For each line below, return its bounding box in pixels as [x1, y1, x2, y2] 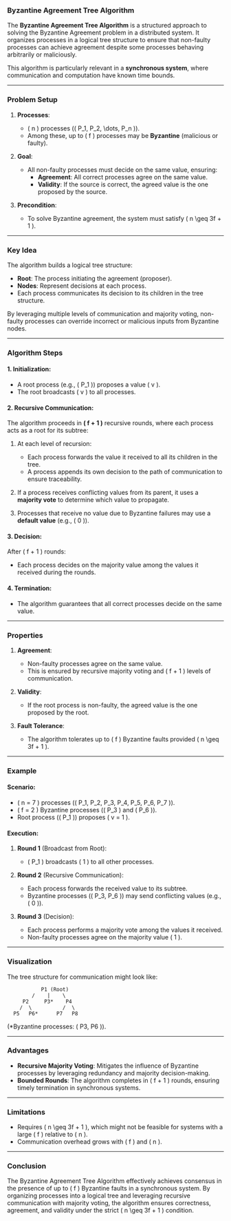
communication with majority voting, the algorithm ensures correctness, [7, 1199, 211, 1207]
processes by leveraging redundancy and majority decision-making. [16, 1068, 210, 1077]
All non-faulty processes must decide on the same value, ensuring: [27, 165, 218, 174]
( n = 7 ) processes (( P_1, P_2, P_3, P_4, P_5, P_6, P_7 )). [16, 799, 175, 807]
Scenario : [7, 783, 36, 792]
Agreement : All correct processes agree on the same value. [37, 173, 208, 181]
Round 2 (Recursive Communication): [16, 871, 124, 879]
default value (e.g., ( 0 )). [16, 516, 89, 525]
